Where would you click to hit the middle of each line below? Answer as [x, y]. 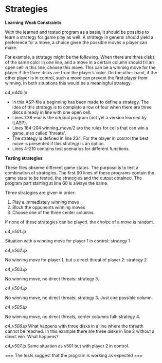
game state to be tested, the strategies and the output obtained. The [73, 178]
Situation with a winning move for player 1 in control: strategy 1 [68, 241]
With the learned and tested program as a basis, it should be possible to [77, 32]
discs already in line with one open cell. [52, 112]
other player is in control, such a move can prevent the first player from [76, 78]
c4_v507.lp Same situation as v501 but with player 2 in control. [67, 346]
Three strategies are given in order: [40, 192]
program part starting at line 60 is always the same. [57, 183]
